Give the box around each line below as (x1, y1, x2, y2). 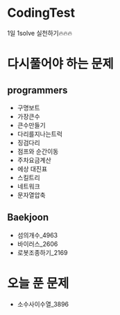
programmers (7, 84, 68, 96)
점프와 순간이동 (17, 147, 59, 155)
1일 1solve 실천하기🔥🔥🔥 (7, 29, 73, 37)
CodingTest (7, 5, 75, 21)
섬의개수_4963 (17, 230, 58, 239)
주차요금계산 (17, 156, 52, 164)
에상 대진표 (17, 164, 48, 173)
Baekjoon (7, 212, 49, 224)
